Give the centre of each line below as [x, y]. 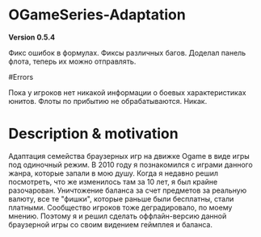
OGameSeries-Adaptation [97, 15]
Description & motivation [94, 134]
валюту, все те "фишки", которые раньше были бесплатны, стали [121, 198]
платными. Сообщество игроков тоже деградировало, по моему [120, 207]
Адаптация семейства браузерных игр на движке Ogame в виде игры [129, 156]
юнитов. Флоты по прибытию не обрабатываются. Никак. [108, 101]
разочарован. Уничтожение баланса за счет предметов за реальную [128, 190]
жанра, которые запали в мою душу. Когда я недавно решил [114, 173]
